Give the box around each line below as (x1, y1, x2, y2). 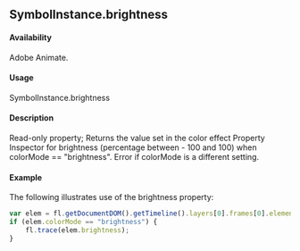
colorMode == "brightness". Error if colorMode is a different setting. (9, 152, 260, 162)
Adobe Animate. (9, 52, 69, 63)
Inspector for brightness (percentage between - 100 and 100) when (9, 142, 257, 153)
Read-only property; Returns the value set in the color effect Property (9, 133, 265, 143)
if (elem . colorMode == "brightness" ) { (9, 218, 158, 227)
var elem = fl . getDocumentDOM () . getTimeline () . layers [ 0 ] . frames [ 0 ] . (9, 209, 270, 218)
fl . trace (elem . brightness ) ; (25, 225, 129, 235)
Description (9, 113, 54, 123)
